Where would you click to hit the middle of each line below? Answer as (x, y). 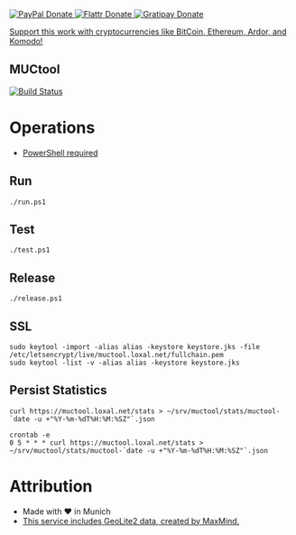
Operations (52, 128)
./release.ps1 (36, 299)
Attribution (51, 486)
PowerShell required (60, 152)
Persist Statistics (58, 390)
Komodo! (26, 41)
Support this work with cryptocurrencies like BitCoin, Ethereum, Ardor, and (148, 32)
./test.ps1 (30, 250)
